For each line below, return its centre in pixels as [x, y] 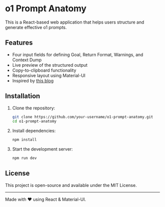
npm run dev [24, 158]
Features [19, 43]
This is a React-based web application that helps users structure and [75, 22]
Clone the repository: [34, 108]
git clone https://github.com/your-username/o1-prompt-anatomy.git [82, 117]
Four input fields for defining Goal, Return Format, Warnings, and [78, 54]
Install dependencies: [34, 131]
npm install [24, 140]
